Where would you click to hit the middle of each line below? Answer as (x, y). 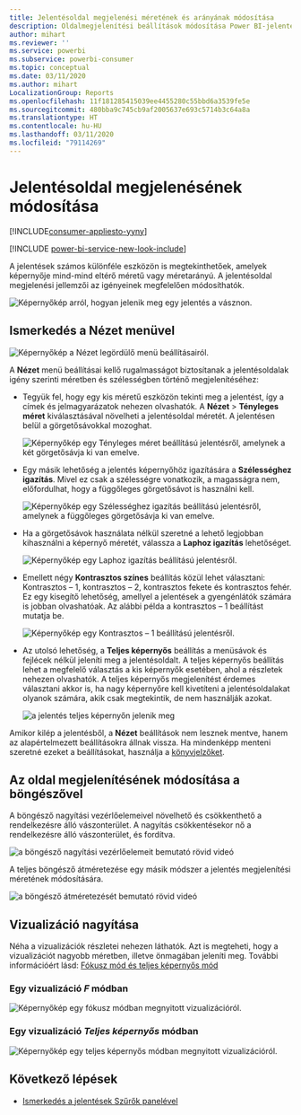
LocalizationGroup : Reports (62, 92)
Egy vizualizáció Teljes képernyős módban (104, 1032)
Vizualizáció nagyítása (74, 924)
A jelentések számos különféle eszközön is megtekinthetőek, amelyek (138, 266)
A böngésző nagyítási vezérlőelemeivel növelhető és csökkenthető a (136, 816)
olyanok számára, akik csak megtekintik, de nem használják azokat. (147, 698)
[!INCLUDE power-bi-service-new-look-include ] (98, 249)
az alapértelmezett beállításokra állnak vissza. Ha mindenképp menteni (140, 742)
